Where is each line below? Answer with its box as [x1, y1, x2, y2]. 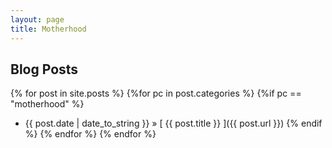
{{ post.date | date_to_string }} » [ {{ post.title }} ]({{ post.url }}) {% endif [24, 117, 323, 130]
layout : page [10, 14, 65, 25]
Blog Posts [10, 61, 79, 78]
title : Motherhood [10, 24, 87, 34]
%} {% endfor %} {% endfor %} [24, 128, 157, 140]
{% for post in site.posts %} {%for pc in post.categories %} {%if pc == [10, 87, 302, 100]
